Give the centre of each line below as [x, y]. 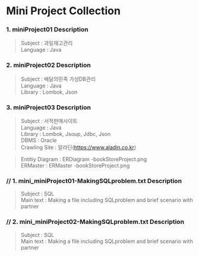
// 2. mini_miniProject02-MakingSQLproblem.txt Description [95, 222]
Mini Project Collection [63, 11]
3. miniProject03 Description [48, 107]
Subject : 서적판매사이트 [49, 121]
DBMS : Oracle [39, 140]
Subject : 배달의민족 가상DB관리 [58, 79]
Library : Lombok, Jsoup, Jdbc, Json [66, 134]
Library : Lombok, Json [49, 92]
